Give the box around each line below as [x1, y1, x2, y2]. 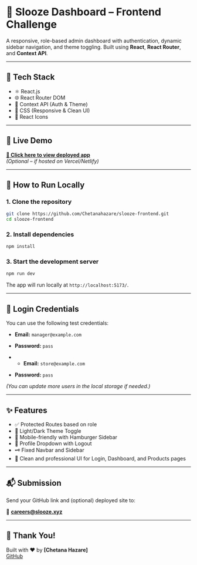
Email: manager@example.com [14, 331, 82, 338]
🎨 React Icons [14, 113, 49, 120]
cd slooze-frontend [6, 217, 54, 223]
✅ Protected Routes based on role [14, 421, 97, 428]
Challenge [6, 18, 57, 31]
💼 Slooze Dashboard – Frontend [6, 5, 162, 19]
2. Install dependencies [6, 230, 74, 238]
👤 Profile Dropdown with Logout [14, 440, 92, 447]
